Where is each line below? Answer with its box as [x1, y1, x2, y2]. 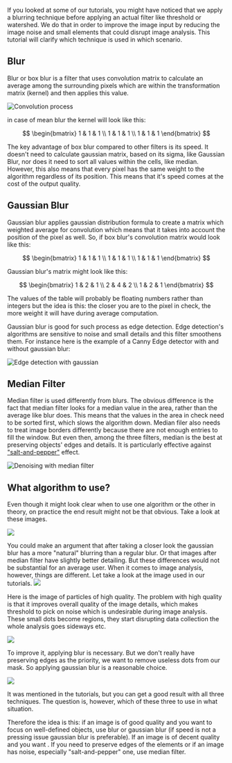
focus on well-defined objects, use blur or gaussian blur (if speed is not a [7, 725, 216, 734]
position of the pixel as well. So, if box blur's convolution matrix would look [7, 233, 220, 241]
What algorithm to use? [7, 482, 111, 493]
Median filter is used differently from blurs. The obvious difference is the [7, 396, 214, 405]
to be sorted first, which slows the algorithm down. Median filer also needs [7, 418, 220, 427]
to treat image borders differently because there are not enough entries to [7, 426, 218, 434]
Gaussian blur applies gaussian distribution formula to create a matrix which [7, 218, 224, 227]
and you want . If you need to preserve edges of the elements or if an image [7, 740, 224, 749]
